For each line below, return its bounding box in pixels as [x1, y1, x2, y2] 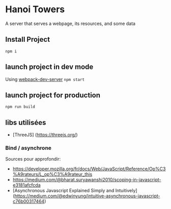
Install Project [5, 35, 50, 44]
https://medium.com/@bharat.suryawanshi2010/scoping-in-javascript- [12, 177, 161, 183]
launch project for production [5, 91, 101, 99]
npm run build [5, 104, 36, 110]
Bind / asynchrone [5, 144, 52, 151]
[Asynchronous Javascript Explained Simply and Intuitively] [12, 188, 137, 194]
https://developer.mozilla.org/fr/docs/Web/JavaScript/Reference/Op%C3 [12, 166, 166, 172]
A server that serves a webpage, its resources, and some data [5, 20, 136, 27]
